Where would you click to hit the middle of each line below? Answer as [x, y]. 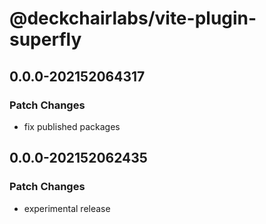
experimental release [67, 208]
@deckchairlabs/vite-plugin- [133, 18]
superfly [45, 39]
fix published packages [72, 126]
